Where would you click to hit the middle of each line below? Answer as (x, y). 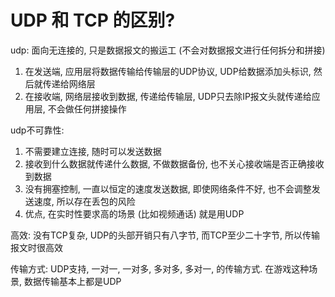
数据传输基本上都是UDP (72, 281)
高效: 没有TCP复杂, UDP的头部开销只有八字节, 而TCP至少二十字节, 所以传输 (165, 235)
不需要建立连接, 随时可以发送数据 (93, 151)
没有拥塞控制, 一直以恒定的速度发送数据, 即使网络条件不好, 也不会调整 (168, 188)
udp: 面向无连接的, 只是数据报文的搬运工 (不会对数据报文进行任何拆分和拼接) (168, 50)
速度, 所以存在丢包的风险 (84, 201)
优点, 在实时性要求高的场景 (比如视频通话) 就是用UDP (134, 213)
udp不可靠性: (37, 130)
